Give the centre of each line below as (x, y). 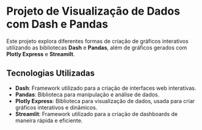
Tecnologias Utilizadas (51, 74)
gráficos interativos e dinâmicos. (56, 107)
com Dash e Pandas (57, 24)
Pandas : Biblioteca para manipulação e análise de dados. (87, 94)
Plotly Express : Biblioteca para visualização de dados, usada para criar (105, 101)
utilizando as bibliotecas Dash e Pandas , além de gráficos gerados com (97, 48)
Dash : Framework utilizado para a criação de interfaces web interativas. (106, 88)
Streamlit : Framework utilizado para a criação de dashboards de (96, 114)
